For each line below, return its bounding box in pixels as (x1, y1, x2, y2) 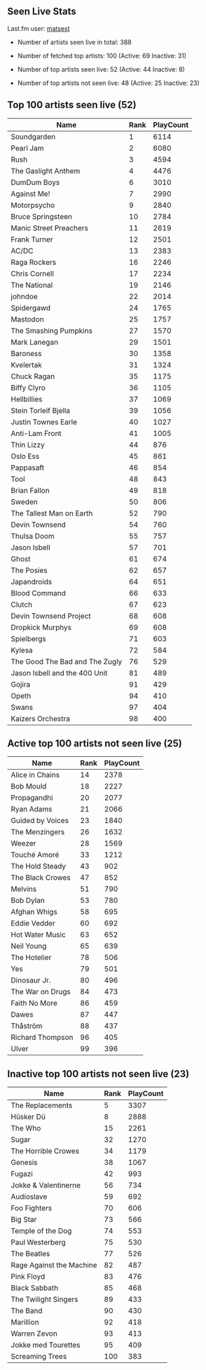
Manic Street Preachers (11, 223, 89, 232)
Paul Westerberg (11, 1237, 66, 1247)
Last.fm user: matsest (7, 24, 70, 32)
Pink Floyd (11, 1272, 46, 1282)
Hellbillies (11, 394, 43, 404)
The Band (11, 1306, 43, 1316)
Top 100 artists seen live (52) (7, 99, 137, 111)
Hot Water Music (11, 930, 67, 940)
